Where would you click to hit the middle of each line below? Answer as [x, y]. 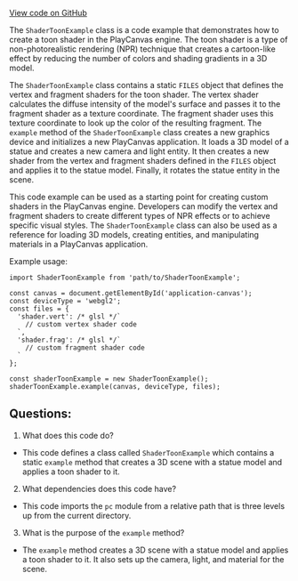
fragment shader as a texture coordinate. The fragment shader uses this [141, 113]
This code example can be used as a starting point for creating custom [139, 197]
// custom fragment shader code [85, 348]
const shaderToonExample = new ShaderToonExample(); [109, 379]
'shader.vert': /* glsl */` [69, 317]
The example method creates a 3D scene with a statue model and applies [155, 550]
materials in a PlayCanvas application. [79, 244]
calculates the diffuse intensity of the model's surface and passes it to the [145, 104]
